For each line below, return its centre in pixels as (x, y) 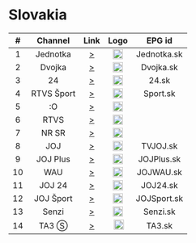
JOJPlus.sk (160, 159)
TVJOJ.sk (160, 145)
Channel (53, 40)
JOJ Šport (53, 198)
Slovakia (38, 15)
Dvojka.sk (159, 67)
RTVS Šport (53, 93)
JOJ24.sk (159, 185)
